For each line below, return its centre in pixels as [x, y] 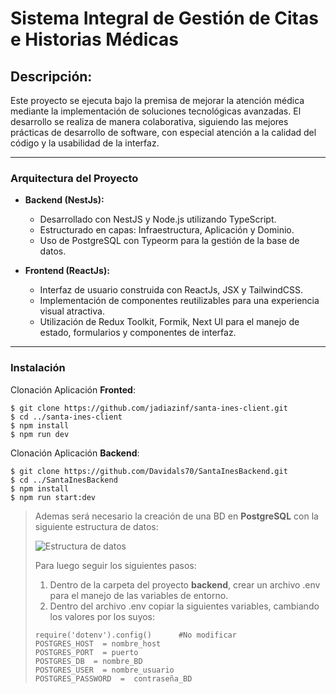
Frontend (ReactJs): [67, 271]
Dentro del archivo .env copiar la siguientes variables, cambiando [184, 606]
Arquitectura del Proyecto [74, 178]
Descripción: [51, 76]
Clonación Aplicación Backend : [75, 453]
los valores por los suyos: [102, 616]
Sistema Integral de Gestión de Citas [164, 18]
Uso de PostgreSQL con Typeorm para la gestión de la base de [169, 241]
